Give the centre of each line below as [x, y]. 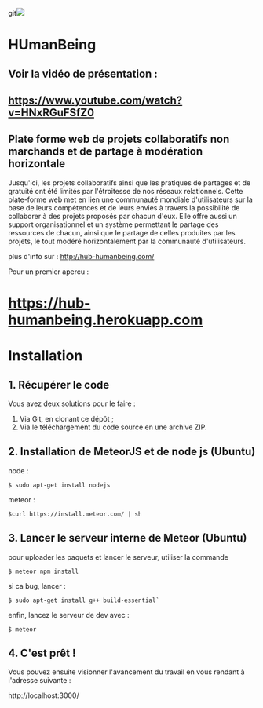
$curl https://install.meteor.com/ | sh [75, 514]
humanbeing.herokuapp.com [106, 320]
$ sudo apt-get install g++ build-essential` [84, 600]
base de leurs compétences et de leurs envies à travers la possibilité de [124, 207]
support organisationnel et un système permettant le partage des [113, 224]
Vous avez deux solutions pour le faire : [72, 403]
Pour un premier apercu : [48, 272]
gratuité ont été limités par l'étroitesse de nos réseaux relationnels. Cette [126, 191]
